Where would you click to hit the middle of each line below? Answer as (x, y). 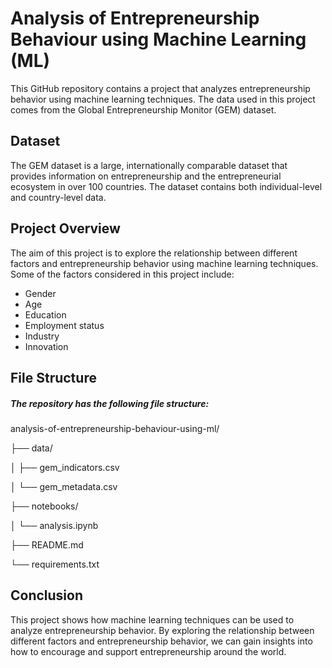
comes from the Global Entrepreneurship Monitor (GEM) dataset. (143, 109)
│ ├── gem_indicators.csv (65, 467)
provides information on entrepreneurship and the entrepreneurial (146, 176)
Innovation (46, 346)
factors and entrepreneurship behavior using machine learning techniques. (164, 263)
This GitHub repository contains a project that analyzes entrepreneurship (160, 88)
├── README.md (47, 544)
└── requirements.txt (55, 564)
